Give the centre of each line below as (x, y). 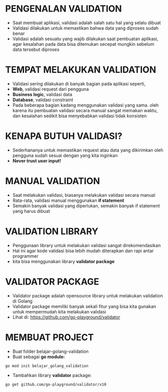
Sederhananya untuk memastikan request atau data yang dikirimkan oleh (88, 150)
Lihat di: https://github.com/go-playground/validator (66, 317)
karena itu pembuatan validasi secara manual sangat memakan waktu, (85, 110)
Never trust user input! (37, 161)
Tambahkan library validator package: (52, 375)
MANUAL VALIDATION (53, 181)
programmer (25, 256)
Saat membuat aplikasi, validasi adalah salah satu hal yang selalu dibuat (87, 23)
